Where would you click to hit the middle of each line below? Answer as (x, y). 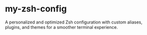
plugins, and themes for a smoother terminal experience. (61, 27)
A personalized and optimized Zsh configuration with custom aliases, (74, 22)
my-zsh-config (36, 9)
